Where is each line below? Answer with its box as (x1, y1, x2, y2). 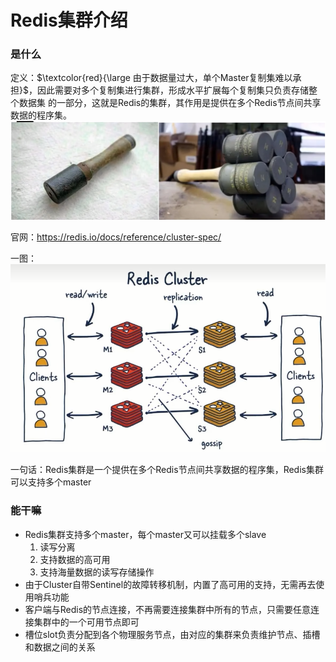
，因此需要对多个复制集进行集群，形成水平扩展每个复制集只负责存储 (28, 84, 309, 96)
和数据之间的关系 (24, 641, 96, 653)
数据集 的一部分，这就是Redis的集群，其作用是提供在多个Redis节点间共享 (18, 97, 322, 109)
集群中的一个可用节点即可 (33, 616, 140, 628)
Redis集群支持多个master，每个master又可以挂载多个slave (24, 528, 267, 540)
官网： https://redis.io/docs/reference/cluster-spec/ (10, 231, 222, 243)
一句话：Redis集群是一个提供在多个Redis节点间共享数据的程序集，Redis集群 (10, 464, 324, 476)
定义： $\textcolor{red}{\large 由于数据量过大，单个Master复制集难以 (10, 72, 293, 84)
